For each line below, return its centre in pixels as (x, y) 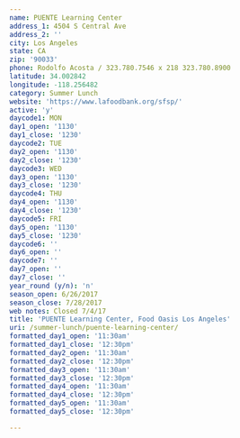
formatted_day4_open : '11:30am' (70, 387)
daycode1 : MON (36, 118)
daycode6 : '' (34, 244)
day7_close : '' (38, 278)
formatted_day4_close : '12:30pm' (72, 395)
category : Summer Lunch (54, 93)
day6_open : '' (36, 252)
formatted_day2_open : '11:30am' (70, 352)
